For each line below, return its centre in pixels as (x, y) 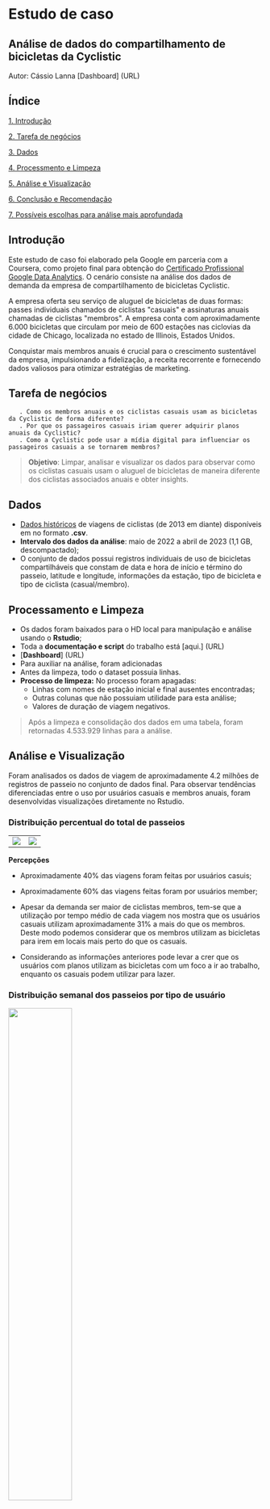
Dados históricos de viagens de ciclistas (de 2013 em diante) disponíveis (141, 524)
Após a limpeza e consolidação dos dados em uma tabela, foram (135, 722)
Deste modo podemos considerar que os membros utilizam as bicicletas (140, 933)
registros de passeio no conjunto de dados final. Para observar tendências (132, 784)
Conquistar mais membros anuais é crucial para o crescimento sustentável (132, 351)
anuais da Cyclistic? (45, 433)
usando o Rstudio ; (51, 638)
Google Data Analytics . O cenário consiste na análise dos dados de (120, 276)
